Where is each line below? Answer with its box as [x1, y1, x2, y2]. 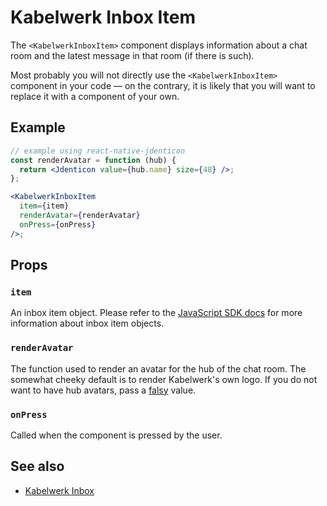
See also [10, 458, 65, 475]
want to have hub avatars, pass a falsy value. [10, 384, 197, 396]
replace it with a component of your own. [10, 90, 180, 102]
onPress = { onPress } [19, 219, 97, 230]
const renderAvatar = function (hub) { [10, 155, 177, 165]
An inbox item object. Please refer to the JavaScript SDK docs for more [10, 307, 303, 319]
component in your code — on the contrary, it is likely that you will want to [10, 79, 316, 91]
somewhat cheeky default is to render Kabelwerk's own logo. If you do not [10, 373, 318, 385]
